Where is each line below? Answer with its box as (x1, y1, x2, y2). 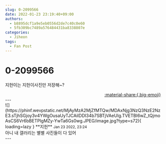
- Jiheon (9, 35, 28, 40)
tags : (5, 39, 16, 44)
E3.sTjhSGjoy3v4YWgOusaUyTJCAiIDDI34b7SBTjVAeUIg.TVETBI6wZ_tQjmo (5, 113, 161, 118)
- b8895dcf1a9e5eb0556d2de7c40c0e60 (9, 21, 85, 26)
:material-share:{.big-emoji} (104, 91, 161, 97)
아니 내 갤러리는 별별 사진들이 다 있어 (5, 130, 77, 136)
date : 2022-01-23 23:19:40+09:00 (5, 12, 74, 17)
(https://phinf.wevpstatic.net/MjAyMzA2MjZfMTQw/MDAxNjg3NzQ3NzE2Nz (5, 107, 161, 113)
